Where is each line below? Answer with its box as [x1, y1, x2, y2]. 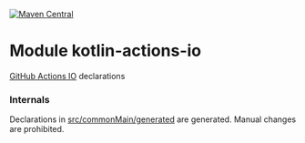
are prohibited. [9, 124, 65, 135]
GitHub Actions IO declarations [9, 70, 126, 81]
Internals [9, 93, 50, 106]
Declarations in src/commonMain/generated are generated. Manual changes [9, 114, 297, 125]
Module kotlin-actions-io [9, 41, 202, 61]
